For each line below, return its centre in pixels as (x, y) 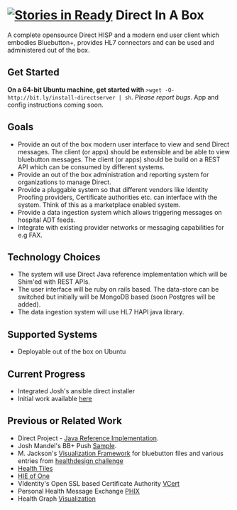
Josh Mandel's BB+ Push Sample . (67, 445)
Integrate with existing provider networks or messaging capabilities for (121, 227)
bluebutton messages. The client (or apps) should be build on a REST (119, 159)
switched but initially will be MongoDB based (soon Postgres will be (116, 297)
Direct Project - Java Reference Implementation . (88, 438)
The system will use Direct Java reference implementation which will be (122, 275)
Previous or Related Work (65, 421)
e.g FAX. (30, 235)
